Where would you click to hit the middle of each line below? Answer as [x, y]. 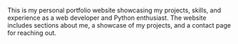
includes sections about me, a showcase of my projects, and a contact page [119, 25]
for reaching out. [32, 33]
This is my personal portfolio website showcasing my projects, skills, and [114, 10]
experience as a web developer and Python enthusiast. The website [107, 18]
